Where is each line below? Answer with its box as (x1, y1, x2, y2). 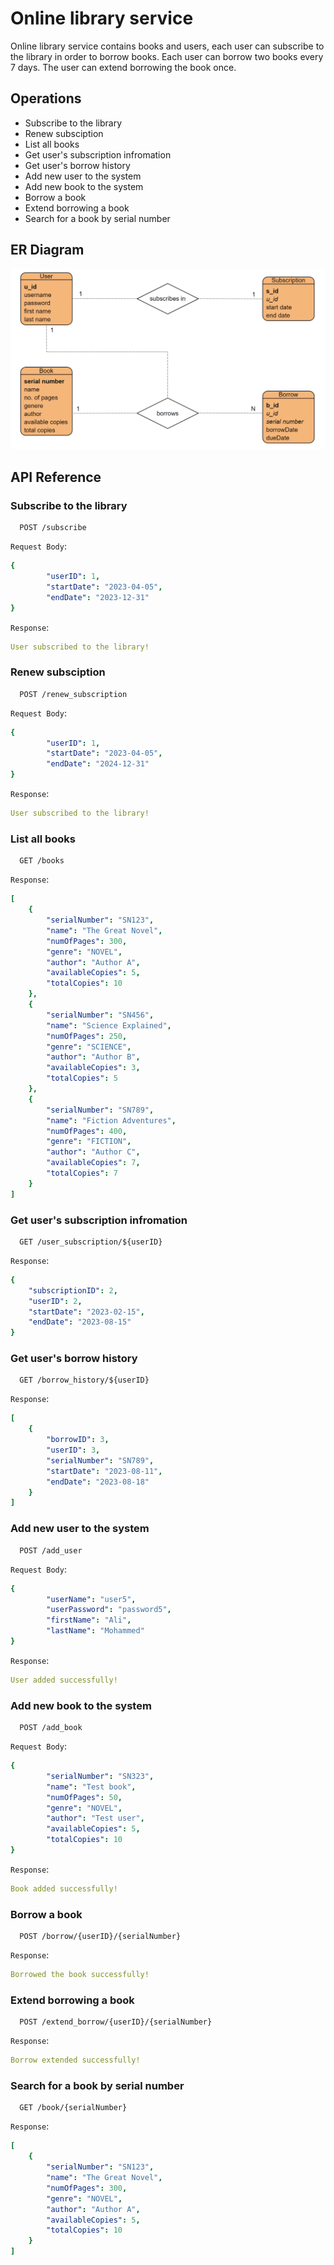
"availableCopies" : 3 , (46, 1063, 141, 1073)
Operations (10, 90, 82, 107)
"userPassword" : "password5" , (46, 1605, 172, 1615)
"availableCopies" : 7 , (46, 1158, 141, 1168)
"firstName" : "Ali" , (46, 1615, 132, 1626)
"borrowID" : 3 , (46, 1435, 110, 1445)
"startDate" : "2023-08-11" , (46, 1466, 163, 1476)
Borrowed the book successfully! (10, 1970, 150, 1980)
